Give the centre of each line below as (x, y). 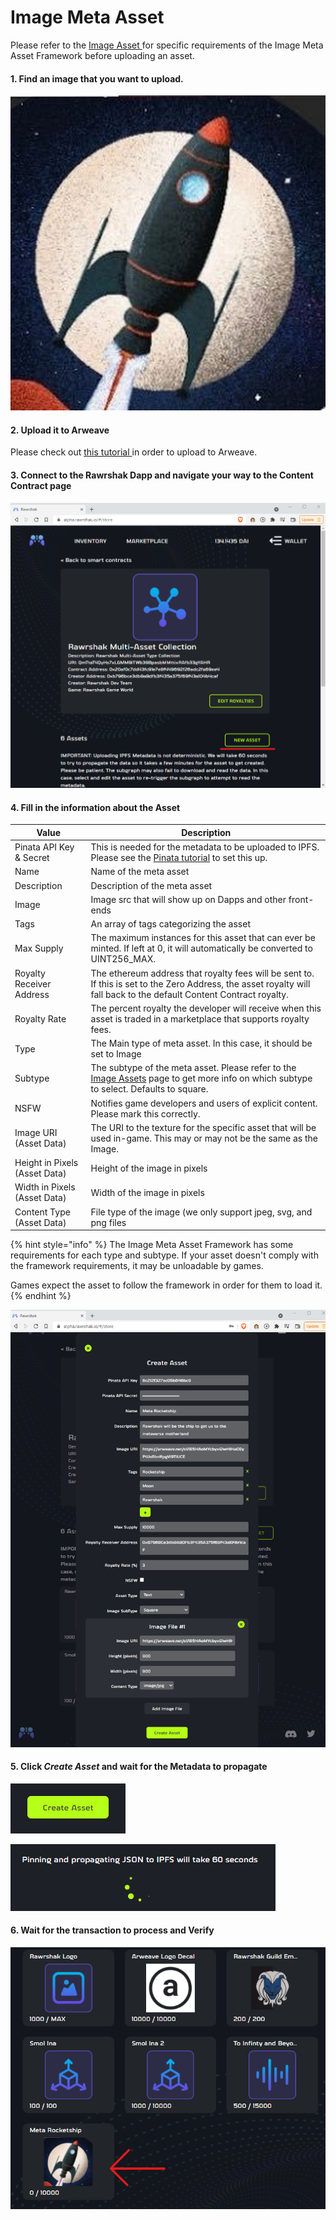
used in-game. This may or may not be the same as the (204, 1138)
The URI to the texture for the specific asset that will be (203, 1127)
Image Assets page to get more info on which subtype (201, 1078)
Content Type (42, 1212)
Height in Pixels (46, 1163)
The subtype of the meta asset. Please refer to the (193, 1068)
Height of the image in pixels (149, 1168)
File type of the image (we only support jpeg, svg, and (201, 1212)
